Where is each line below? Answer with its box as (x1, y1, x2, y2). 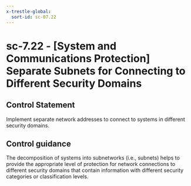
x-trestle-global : (6, 8, 51, 15)
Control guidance (6, 138, 72, 148)
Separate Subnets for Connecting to (6, 64, 186, 77)
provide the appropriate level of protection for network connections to (6, 161, 176, 168)
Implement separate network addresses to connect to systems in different (6, 116, 185, 123)
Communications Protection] (6, 52, 150, 65)
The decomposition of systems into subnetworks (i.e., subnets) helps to (6, 154, 180, 161)
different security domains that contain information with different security (6, 167, 184, 174)
